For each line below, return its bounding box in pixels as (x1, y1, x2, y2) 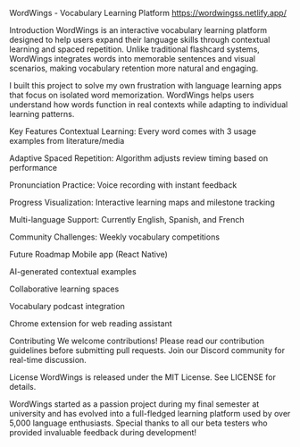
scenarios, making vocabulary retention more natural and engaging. (9, 63, 259, 73)
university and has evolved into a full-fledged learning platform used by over (9, 409, 291, 418)
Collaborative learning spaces (9, 283, 120, 294)
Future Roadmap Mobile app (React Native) (9, 249, 168, 259)
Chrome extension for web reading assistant (9, 318, 172, 329)
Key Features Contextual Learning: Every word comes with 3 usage (9, 126, 257, 137)
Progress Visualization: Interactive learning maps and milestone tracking (9, 197, 275, 207)
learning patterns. (9, 109, 75, 119)
